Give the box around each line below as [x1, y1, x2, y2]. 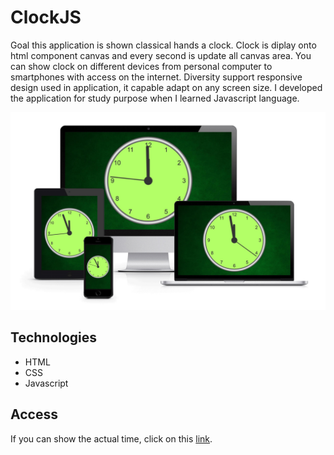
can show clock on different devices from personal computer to [10, 60, 273, 72]
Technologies [10, 329, 98, 346]
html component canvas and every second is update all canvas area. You [10, 49, 312, 61]
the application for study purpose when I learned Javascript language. [10, 92, 300, 104]
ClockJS [10, 6, 82, 29]
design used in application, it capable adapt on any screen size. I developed [10, 81, 323, 93]
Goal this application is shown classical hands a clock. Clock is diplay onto [10, 39, 317, 51]
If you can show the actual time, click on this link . [10, 432, 213, 445]
